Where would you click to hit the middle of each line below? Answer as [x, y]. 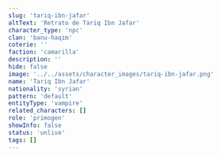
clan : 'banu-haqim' [40, 37]
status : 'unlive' [37, 132]
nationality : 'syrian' [46, 89]
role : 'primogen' [37, 118]
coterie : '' [28, 45]
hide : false [28, 67]
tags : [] [23, 140]
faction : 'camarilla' [44, 52]
